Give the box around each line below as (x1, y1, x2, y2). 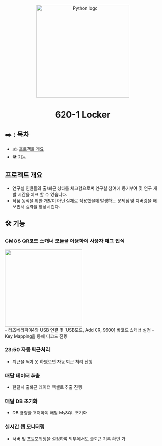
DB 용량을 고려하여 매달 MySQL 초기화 (12, 410, 87, 416)
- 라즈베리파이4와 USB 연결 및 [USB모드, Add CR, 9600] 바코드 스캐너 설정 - (5, 327, 154, 333)
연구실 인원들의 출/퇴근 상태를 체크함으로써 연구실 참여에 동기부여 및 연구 (12, 185, 152, 191)
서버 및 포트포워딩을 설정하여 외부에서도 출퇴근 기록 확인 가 (12, 436, 126, 442)
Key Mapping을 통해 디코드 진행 (5, 333, 67, 339)
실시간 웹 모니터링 (5, 423, 45, 430)
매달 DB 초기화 (5, 398, 38, 405)
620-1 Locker (55, 109, 111, 120)
